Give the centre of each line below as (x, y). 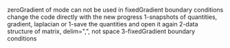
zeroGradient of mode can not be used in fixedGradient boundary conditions (115, 10)
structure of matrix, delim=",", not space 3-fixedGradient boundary (101, 31)
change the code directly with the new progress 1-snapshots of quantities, (112, 17)
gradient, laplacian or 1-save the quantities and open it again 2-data (103, 24)
